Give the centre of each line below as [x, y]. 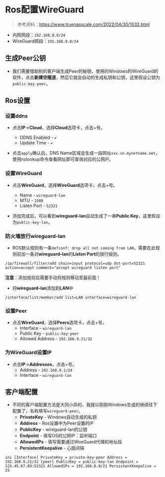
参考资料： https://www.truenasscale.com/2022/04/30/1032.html [83, 24]
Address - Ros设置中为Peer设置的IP [56, 423]
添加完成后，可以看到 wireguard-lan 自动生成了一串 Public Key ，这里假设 [86, 216]
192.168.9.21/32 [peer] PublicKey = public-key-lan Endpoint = [72, 462]
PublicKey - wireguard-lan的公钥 [54, 429]
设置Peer [16, 311]
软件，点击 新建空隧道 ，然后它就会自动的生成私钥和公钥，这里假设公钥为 [86, 77]
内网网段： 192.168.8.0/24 [39, 35]
